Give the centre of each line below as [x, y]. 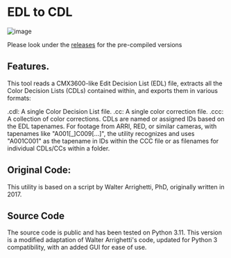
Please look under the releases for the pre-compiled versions [95, 44]
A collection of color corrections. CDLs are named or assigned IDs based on [116, 119]
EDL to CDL [40, 12]
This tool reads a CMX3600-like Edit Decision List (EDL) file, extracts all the [115, 83]
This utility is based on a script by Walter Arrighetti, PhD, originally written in [116, 187]
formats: [19, 98]
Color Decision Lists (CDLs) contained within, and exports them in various [113, 90]
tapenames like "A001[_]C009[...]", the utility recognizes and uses [101, 133]
